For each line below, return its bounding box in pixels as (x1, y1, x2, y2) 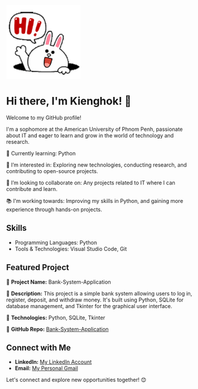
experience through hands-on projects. (6, 206, 102, 213)
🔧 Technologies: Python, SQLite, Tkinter (6, 314, 106, 321)
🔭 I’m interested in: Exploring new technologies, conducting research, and (6, 161, 187, 168)
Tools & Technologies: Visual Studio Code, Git (14, 245, 127, 252)
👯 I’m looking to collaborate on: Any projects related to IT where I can (6, 179, 175, 186)
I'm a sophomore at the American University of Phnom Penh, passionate (6, 126, 183, 133)
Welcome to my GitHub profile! (6, 114, 81, 121)
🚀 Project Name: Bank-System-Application (6, 278, 111, 286)
